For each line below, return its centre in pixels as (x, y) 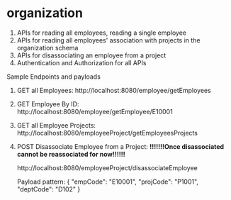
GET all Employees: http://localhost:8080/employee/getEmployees (114, 90)
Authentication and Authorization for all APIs (81, 62)
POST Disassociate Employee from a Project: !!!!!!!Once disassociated (120, 146)
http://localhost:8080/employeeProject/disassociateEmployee (107, 167)
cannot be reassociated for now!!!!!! (71, 154)
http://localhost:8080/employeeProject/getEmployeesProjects (107, 133)
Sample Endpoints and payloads (53, 77)
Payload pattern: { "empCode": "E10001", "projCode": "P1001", (108, 182)
